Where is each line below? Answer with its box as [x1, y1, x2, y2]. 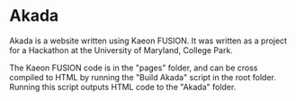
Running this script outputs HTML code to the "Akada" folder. [9, 81, 237, 92]
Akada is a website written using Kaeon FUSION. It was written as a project [9, 35, 288, 46]
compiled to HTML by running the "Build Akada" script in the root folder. [9, 71, 276, 82]
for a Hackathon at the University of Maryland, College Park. [9, 44, 234, 55]
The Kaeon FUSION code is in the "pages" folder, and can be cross [9, 62, 258, 73]
